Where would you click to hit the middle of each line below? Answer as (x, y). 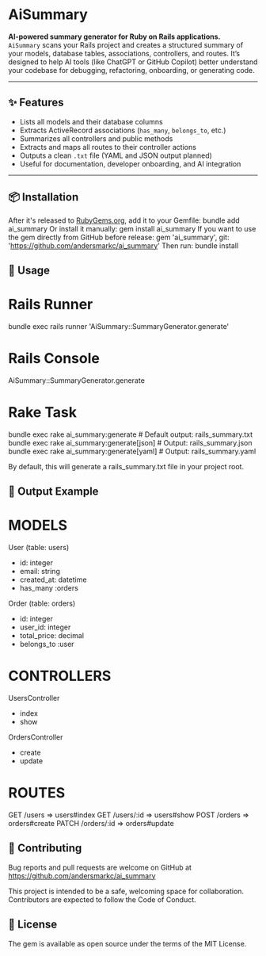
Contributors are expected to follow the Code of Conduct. (102, 899)
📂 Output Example (53, 492)
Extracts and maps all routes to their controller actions (108, 147)
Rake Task (43, 413)
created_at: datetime (53, 579)
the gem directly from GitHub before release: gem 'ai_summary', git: (119, 237)
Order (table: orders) (42, 603)
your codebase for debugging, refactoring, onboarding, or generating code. (131, 70)
